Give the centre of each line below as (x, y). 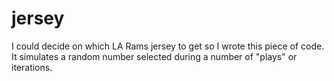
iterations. (32, 67)
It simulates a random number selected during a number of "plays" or (154, 56)
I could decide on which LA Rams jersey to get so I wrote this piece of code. (168, 46)
